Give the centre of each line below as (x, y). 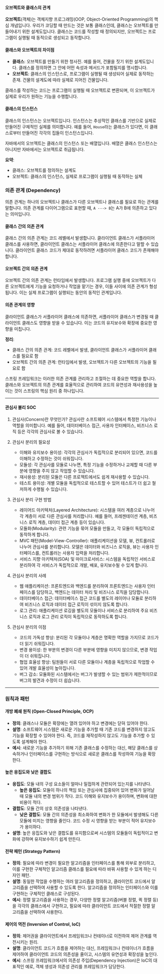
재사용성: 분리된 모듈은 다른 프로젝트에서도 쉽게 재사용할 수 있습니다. (84, 477)
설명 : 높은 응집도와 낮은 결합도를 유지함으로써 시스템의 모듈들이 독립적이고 (82, 833)
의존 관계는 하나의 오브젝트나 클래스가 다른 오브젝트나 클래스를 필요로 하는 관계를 (82, 201)
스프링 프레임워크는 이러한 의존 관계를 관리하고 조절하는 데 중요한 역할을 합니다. (81, 378)
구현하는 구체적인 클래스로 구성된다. (46, 894)
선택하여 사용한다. (46, 912)
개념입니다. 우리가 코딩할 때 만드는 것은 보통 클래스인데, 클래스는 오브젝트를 (82, 25)
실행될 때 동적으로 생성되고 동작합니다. (54, 38)
